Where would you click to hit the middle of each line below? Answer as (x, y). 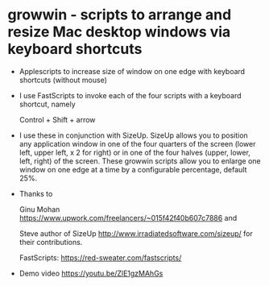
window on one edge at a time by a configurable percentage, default (133, 169)
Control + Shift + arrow (57, 119)
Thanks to (36, 193)
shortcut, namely (47, 104)
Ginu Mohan (39, 209)
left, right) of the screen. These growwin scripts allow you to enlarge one (140, 161)
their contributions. (51, 242)
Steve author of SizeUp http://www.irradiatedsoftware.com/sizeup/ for (136, 233)
